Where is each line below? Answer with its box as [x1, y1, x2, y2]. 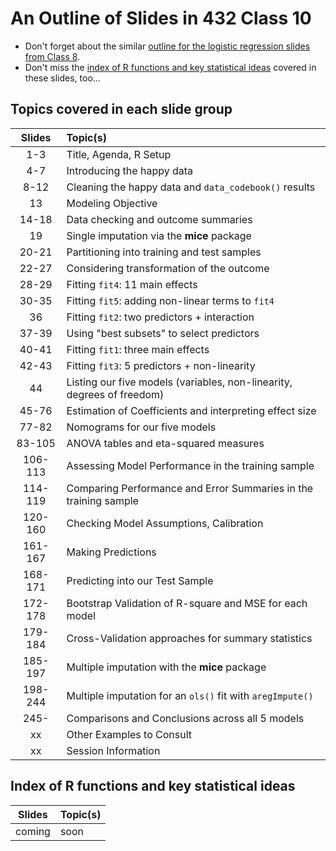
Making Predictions [66, 545, 157, 559]
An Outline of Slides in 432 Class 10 [10, 7, 312, 30]
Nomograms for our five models [66, 420, 217, 434]
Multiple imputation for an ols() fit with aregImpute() [66, 688, 314, 702]
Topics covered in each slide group [10, 101, 233, 118]
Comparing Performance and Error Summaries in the [66, 481, 314, 495]
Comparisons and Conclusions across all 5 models [66, 711, 305, 725]
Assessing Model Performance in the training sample [66, 458, 315, 472]
